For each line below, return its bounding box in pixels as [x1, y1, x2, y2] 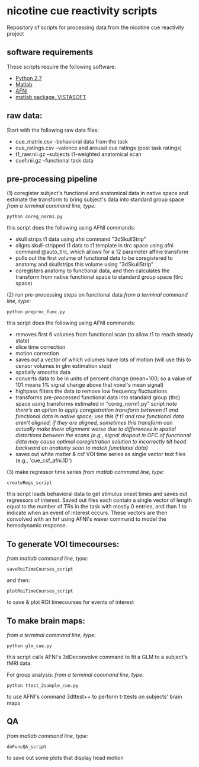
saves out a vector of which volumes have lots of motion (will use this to [15, 356, 191, 363]
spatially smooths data [15, 369, 70, 376]
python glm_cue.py [7, 643, 52, 649]
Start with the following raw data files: [7, 126, 99, 133]
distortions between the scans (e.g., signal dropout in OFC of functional [15, 432, 191, 439]
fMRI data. [7, 660, 32, 667]
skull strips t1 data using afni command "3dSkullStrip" [15, 235, 147, 243]
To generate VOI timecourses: [7, 539, 120, 549]
